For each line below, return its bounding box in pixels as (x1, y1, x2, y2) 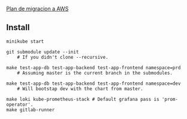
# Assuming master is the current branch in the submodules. (17, 70, 173, 76)
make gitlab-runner (6, 106, 55, 113)
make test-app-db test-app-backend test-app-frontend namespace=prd (6, 64, 181, 71)
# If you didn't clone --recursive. (17, 54, 109, 60)
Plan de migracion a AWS (6, 5, 69, 12)
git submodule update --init (6, 49, 79, 55)
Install (6, 22, 30, 32)
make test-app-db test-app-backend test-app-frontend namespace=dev (6, 81, 181, 87)
